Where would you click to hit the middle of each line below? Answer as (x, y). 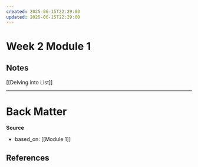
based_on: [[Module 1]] (43, 139)
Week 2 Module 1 (49, 46)
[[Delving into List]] (29, 82)
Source (15, 128)
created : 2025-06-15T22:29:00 (43, 12)
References (28, 158)
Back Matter (37, 111)
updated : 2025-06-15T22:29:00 (43, 17)
